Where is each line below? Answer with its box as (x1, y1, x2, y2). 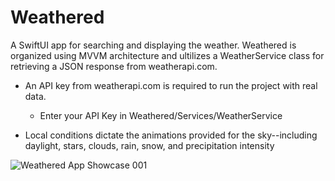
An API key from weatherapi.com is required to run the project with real (24, 79, 318, 91)
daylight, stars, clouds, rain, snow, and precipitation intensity (24, 139, 275, 151)
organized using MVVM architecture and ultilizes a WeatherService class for (10, 49, 325, 61)
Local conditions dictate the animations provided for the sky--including (24, 129, 318, 141)
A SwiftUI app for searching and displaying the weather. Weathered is (10, 39, 297, 51)
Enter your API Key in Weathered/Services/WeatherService (39, 109, 283, 121)
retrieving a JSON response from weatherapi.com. (10, 60, 218, 72)
